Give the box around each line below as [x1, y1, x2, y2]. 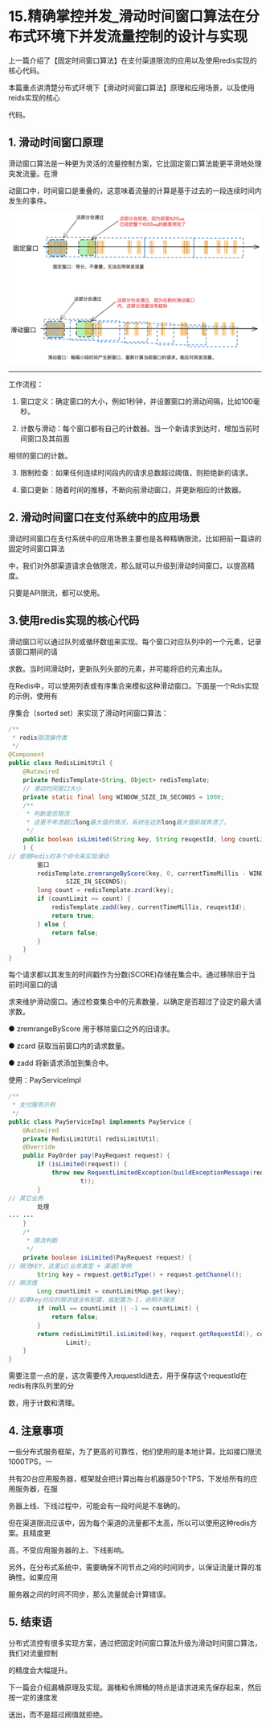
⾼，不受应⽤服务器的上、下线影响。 [8, 1545, 129, 1555]
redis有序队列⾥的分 [8, 1381, 75, 1391]
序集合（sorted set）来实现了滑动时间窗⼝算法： [8, 708, 169, 718]
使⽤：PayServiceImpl [8, 1075, 82, 1085]
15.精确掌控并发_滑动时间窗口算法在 [8, 7, 246, 26]
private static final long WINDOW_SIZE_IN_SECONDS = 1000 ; [22, 793, 225, 801]
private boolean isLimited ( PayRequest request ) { [22, 1253, 193, 1261]
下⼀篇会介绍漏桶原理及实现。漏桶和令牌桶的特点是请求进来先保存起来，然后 [8, 1682, 262, 1692]
